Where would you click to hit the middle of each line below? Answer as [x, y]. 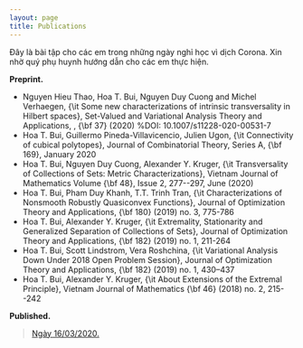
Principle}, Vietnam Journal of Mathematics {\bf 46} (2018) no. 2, [144, 288]
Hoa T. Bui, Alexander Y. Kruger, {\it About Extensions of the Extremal [152, 279]
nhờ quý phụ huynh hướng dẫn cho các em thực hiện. [109, 61]
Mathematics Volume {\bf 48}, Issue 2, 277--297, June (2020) [138, 183]
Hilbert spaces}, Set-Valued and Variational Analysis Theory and [142, 116]
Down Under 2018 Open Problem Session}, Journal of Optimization [147, 259]
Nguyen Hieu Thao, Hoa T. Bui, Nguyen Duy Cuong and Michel [139, 97]
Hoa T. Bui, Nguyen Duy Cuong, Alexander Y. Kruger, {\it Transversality [155, 164]
